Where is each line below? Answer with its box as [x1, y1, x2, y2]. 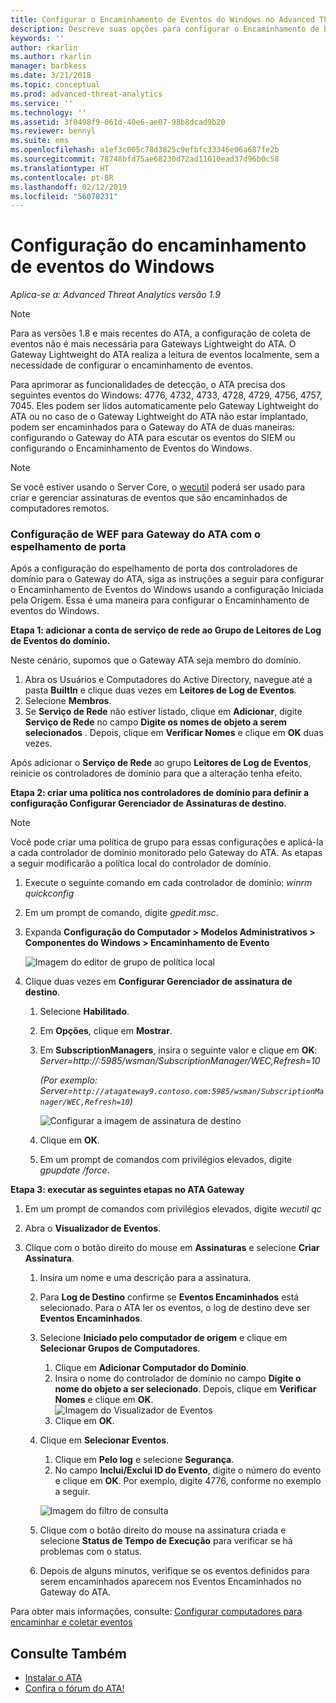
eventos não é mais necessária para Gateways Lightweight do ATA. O [10, 338, 297, 350]
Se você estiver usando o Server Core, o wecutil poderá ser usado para [10, 481, 306, 493]
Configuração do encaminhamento [10, 234, 307, 257]
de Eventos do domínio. [10, 635, 111, 647]
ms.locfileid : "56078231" [10, 191, 118, 201]
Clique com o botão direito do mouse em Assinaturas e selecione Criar [24, 1242, 320, 1254]
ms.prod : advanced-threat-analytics [10, 89, 163, 99]
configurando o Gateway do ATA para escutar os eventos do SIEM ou [10, 432, 296, 444]
